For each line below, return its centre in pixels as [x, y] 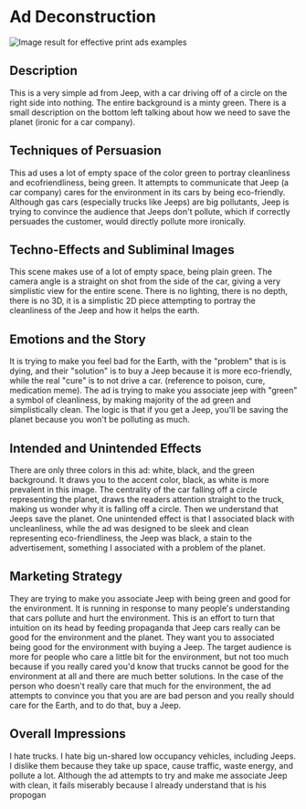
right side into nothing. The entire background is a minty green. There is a [148, 102]
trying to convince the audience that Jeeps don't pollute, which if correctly [150, 211]
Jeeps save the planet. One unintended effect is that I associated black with [152, 519]
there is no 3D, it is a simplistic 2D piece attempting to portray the [132, 301]
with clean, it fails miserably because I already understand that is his [138, 785]
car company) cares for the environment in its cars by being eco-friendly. [148, 192]
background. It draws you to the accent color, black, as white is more [139, 480]
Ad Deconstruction [83, 17]
